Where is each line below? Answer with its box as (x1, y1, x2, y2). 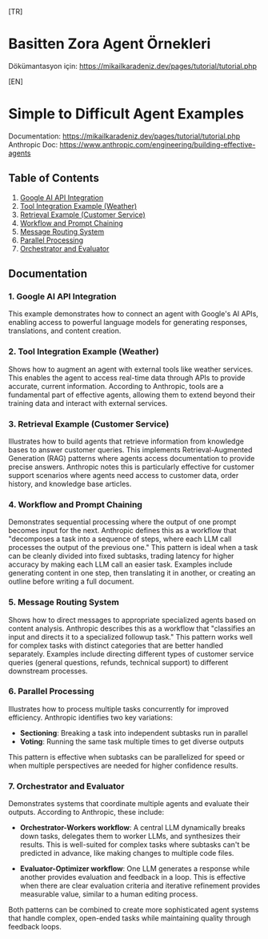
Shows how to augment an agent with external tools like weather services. (8, 364, 254, 374)
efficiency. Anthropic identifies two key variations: (8, 712, 174, 722)
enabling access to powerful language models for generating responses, (8, 318, 248, 327)
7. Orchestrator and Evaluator (8, 780, 125, 792)
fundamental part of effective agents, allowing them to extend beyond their (8, 390, 256, 399)
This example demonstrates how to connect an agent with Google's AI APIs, (8, 309, 258, 319)
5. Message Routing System (8, 596, 120, 608)
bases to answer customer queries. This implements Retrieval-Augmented (8, 444, 253, 455)
